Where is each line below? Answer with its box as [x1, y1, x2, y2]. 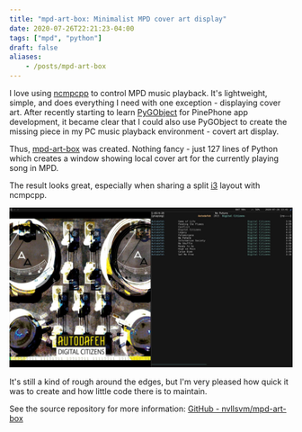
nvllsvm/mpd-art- [221, 403, 287, 414]
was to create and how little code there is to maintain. [9, 385, 208, 396]
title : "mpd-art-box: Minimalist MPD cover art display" [9, 14, 227, 23]
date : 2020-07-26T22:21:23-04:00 [9, 23, 135, 33]
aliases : [9, 52, 42, 62]
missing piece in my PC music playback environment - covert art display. [9, 126, 280, 137]
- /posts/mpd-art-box [25, 62, 106, 71]
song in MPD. [9, 163, 59, 173]
